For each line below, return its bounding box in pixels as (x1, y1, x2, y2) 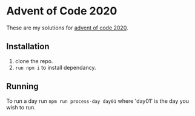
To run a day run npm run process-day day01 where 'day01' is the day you (6, 97, 190, 105)
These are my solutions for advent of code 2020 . (6, 24, 128, 31)
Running (6, 81, 39, 91)
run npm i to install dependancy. (15, 64, 96, 71)
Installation (6, 41, 50, 52)
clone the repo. (15, 57, 53, 64)
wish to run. (6, 103, 36, 111)
